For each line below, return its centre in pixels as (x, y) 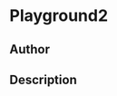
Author (29, 49)
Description (43, 79)
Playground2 (59, 16)
